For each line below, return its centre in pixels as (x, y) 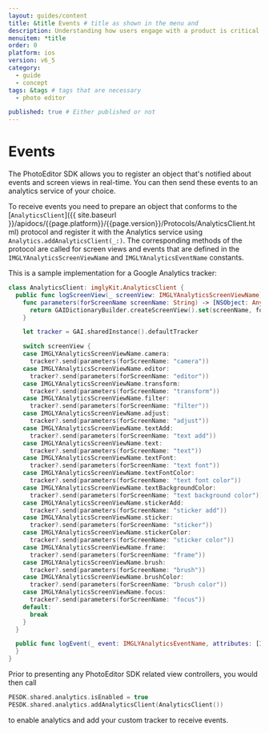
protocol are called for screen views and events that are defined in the (124, 249)
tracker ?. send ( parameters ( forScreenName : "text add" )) (123, 436)
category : (25, 68)
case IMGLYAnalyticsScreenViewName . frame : (94, 547)
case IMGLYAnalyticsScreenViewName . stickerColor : (107, 533)
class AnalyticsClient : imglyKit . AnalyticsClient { (96, 288)
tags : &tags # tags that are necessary (75, 90)
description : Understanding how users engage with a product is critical (134, 30)
